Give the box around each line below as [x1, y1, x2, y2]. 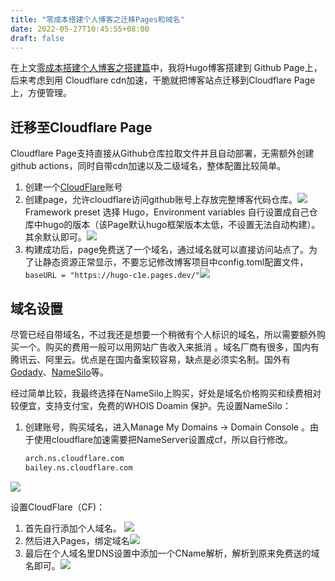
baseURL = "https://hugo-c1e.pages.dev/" [24, 271, 200, 281]
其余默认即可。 [24, 231, 87, 243]
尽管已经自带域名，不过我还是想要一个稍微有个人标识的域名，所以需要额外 [10, 329, 317, 340]
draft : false [10, 33, 65, 43]
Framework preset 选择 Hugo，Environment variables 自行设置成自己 [24, 206, 310, 218]
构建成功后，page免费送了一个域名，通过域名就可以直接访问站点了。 [24, 244, 310, 256]
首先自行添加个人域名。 [24, 522, 122, 534]
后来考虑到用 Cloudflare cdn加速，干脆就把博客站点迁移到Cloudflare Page [10, 74, 316, 86]
